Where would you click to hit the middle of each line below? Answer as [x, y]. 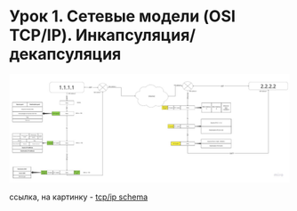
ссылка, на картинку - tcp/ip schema [79, 197]
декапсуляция [65, 54]
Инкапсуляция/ [136, 35]
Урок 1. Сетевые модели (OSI [122, 16]
